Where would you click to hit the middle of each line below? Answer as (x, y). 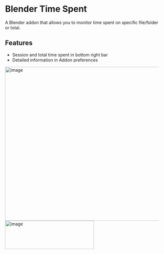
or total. (13, 27)
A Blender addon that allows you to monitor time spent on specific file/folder (82, 22)
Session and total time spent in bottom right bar (60, 55)
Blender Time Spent (46, 9)
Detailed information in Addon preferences (55, 60)
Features (19, 43)
